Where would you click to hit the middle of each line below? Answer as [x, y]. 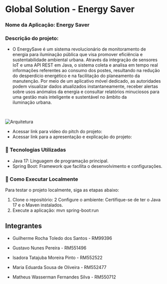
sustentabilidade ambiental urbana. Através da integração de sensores [85, 60]
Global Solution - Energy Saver [70, 9]
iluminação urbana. [32, 102]
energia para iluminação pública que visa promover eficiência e [78, 55]
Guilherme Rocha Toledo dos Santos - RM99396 [62, 238]
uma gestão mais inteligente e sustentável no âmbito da [70, 97]
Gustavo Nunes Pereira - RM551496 [49, 248]
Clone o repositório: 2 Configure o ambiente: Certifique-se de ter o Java [86, 200]
